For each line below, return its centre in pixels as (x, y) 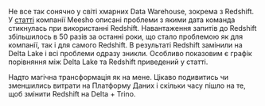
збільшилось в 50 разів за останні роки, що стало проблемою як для (126, 36)
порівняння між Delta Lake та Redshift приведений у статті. (108, 62)
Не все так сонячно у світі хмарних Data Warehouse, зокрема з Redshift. (131, 11)
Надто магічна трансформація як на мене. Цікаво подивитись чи (119, 77)
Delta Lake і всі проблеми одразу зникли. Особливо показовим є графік (130, 53)
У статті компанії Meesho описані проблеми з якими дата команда (122, 20)
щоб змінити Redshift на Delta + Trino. (72, 94)
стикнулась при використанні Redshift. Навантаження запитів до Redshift (132, 28)
